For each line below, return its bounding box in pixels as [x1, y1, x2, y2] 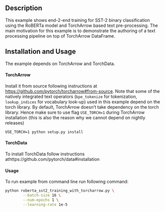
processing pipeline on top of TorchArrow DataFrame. [5, 33, 115, 39]
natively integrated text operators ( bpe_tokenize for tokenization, [5, 93, 138, 99]
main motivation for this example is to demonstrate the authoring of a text [5, 27, 156, 34]
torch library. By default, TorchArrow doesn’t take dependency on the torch [5, 104, 159, 110]
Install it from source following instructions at [5, 83, 97, 89]
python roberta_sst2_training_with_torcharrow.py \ [5, 188, 114, 193]
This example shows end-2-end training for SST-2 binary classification [5, 17, 150, 23]
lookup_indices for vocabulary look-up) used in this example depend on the [5, 99, 161, 105]
